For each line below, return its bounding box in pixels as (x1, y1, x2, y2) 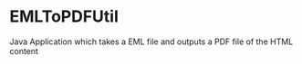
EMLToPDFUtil (9, 6, 119, 27)
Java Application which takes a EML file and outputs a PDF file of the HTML (9, 36, 294, 47)
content (9, 45, 39, 56)
